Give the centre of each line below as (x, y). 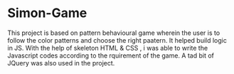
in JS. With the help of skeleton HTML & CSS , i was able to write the (108, 48)
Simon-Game (47, 13)
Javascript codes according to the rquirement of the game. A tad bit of (111, 55)
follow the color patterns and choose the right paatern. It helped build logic (117, 40)
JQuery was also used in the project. (61, 63)
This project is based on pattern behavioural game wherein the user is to (114, 33)
